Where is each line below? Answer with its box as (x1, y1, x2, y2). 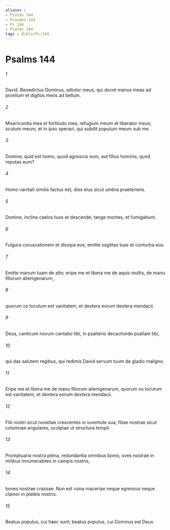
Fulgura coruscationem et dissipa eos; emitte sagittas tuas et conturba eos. (5, 242, 165, 248)
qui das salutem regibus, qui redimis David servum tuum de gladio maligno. (5, 358, 164, 364)
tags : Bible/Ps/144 (5, 31, 50, 37)
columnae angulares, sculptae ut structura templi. (5, 425, 110, 431)
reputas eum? (5, 158, 34, 165)
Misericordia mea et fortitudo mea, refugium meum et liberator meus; (5, 120, 152, 126)
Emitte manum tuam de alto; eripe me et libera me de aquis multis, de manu (5, 270, 165, 276)
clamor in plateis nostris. (5, 491, 58, 497)
